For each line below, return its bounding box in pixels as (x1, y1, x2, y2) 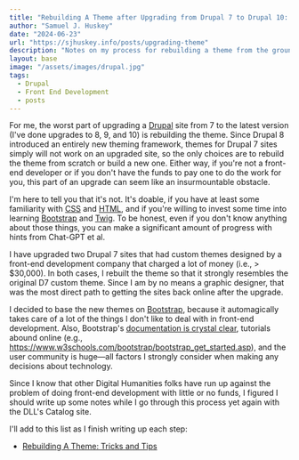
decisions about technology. (9, 361, 113, 372)
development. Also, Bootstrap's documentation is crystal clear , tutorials (9, 323, 271, 334)
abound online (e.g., (9, 333, 83, 343)
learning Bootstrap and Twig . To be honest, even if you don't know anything (9, 213, 287, 223)
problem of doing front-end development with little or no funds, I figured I (9, 388, 279, 399)
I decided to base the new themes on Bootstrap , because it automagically (9, 304, 279, 315)
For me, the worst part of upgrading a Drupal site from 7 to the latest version (9, 120, 289, 131)
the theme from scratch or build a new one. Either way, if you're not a (9, 157, 263, 169)
